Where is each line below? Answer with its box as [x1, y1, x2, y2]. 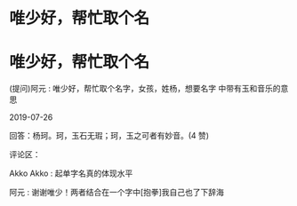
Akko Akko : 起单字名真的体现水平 [9, 168, 133, 178]
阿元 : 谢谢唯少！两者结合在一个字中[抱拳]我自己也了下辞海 [9, 187, 225, 198]
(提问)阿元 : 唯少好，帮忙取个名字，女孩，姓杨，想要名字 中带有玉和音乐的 [9, 83, 282, 94]
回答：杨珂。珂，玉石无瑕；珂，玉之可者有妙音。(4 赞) [9, 131, 210, 141]
